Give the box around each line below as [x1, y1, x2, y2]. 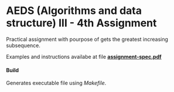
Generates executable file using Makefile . [6, 80, 107, 87]
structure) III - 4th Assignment [6, 16, 157, 30]
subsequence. [6, 42, 41, 49]
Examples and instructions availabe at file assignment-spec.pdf [6, 53, 162, 60]
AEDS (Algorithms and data [6, 4, 142, 17]
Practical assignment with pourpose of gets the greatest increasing [6, 36, 169, 43]
